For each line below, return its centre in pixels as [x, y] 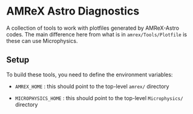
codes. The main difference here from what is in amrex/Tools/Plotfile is [97, 34]
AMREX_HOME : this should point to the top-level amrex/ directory [92, 86]
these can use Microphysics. [42, 41]
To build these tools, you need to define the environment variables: [90, 75]
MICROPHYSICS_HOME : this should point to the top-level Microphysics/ [99, 98]
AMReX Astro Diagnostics [73, 11]
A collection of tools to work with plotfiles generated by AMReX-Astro [93, 28]
